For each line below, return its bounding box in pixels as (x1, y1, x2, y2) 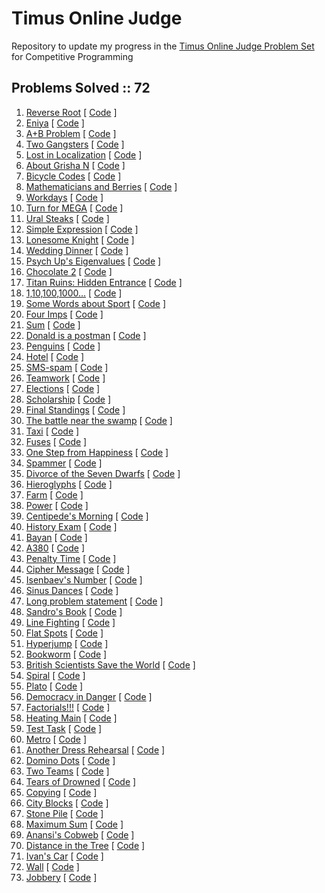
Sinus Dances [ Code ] (25, 584, 119, 596)
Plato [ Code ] (25, 680, 84, 692)
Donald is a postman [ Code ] (25, 329, 147, 341)
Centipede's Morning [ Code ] (25, 510, 149, 522)
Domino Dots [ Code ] (25, 754, 116, 766)
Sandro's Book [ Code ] (25, 605, 123, 617)
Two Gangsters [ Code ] (25, 138, 125, 150)
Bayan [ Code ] (25, 531, 88, 543)
